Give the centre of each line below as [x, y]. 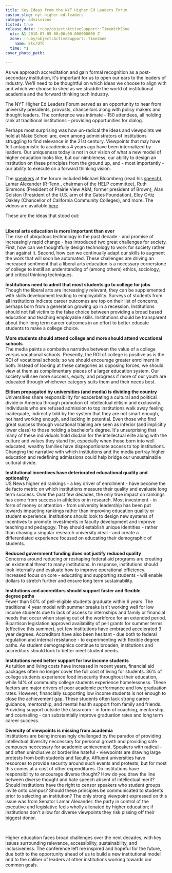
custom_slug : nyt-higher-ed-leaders [44, 15]
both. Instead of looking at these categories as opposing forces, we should [84, 365]
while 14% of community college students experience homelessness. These [86, 682]
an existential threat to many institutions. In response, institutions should [82, 564]
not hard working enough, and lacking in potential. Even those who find [81, 419]
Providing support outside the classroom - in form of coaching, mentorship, [85, 709]
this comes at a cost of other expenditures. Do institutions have [72, 768]
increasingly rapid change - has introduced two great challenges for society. [86, 242]
